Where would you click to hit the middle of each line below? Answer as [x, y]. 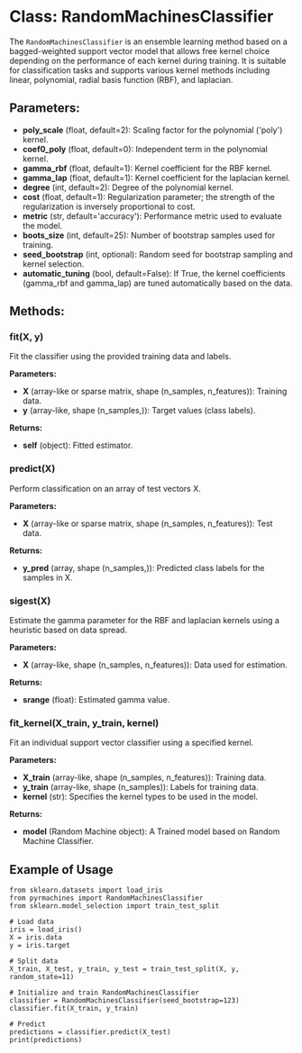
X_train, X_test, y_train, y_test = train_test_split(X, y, [125, 969]
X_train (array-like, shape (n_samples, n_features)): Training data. [144, 777]
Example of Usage [61, 870]
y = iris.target [40, 946]
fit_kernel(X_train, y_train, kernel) [84, 722]
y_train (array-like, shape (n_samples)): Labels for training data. [140, 787]
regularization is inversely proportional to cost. [109, 206]
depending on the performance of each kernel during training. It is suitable [148, 60]
